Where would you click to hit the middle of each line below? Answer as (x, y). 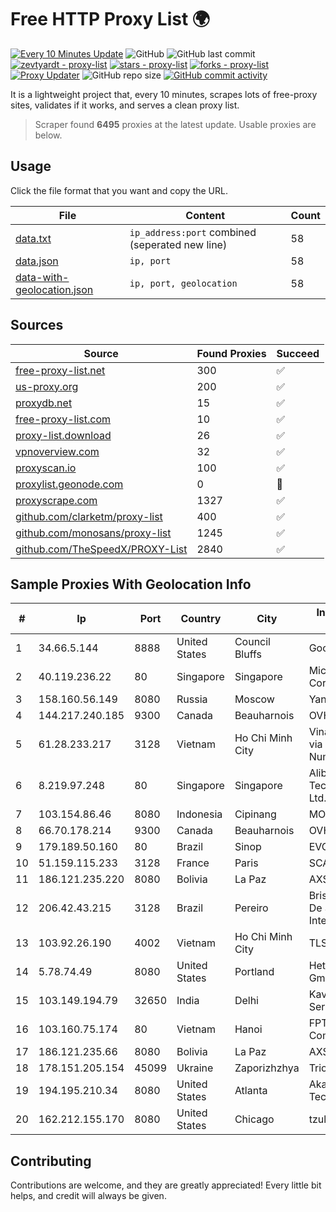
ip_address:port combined (193, 232)
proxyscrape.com (56, 500)
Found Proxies (231, 353)
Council (252, 642)
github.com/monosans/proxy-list (93, 533)
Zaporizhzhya (267, 1068)
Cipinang (255, 814)
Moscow (254, 699)
